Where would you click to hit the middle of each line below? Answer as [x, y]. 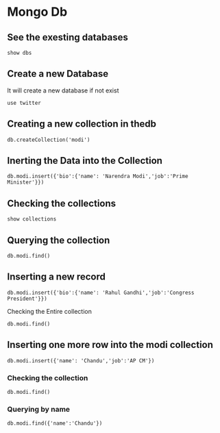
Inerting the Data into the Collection [85, 161]
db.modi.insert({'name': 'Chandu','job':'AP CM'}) [81, 360]
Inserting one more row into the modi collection [110, 345]
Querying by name [39, 409]
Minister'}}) [26, 182]
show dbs [20, 53]
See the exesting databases [68, 37]
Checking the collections [62, 203]
